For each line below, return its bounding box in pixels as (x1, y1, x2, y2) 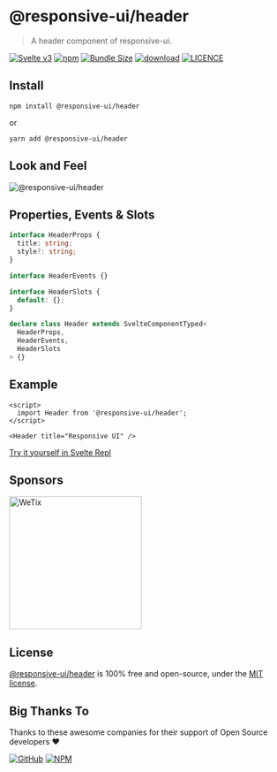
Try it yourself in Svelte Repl (9, 447, 112, 457)
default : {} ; (17, 295, 65, 304)
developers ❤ (9, 737, 60, 746)
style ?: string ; (17, 248, 77, 256)
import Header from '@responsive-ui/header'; (17, 409, 188, 417)
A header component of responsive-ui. (30, 35, 172, 46)
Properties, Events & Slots (9, 207, 155, 222)
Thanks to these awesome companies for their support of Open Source (9, 727, 268, 738)
